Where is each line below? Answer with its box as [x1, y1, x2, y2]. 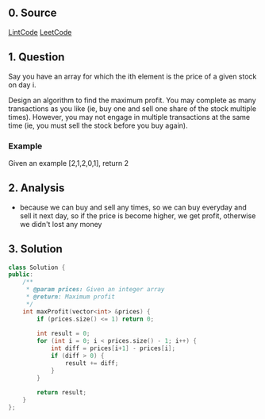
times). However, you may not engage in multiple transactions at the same [8, 112, 251, 121]
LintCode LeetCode [8, 27, 72, 37]
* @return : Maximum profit [25, 293, 115, 301]
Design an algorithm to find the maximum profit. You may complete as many [8, 95, 256, 105]
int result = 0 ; [36, 329, 90, 338]
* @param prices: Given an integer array [25, 286, 165, 294]
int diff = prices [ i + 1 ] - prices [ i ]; [50, 344, 176, 352]
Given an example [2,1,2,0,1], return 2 [8, 158, 129, 167]
